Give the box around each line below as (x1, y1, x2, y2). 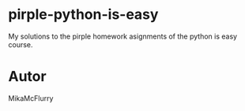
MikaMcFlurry (8, 93, 54, 103)
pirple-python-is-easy (8, 6, 159, 24)
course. (8, 39, 33, 49)
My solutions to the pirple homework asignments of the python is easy (8, 31, 238, 41)
